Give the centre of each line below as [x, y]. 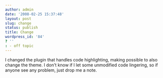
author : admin [19, 10]
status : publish [21, 28]
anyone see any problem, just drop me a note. [51, 70]
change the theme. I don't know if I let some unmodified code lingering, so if [81, 65]
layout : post [18, 19]
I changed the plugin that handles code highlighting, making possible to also [81, 59]
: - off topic [19, 46]
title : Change [19, 32]
